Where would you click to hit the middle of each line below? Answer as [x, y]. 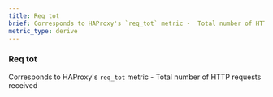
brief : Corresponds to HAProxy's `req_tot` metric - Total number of [130, 23]
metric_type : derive [43, 31]
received [23, 85]
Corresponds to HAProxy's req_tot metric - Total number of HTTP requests [135, 77]
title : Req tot [34, 16]
